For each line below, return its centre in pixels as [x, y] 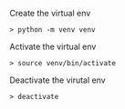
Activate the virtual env [53, 46]
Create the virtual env [50, 13]
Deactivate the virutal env [58, 80]
